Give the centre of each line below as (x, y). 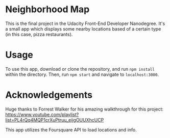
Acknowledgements (49, 95)
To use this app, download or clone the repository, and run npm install (80, 69)
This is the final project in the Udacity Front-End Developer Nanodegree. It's (85, 23)
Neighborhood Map (47, 9)
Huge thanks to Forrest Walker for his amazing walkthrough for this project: (84, 109)
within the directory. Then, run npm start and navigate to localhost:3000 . (82, 74)
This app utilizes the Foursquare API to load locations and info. (71, 130)
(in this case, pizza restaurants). (39, 34)
